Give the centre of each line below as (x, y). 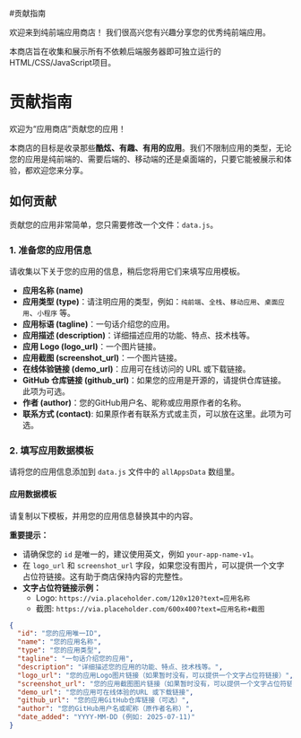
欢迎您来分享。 (60, 170)
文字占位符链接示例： (61, 587)
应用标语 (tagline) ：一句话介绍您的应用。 (98, 324)
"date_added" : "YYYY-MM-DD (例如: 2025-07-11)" (106, 717)
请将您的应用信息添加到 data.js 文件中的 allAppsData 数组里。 (125, 472)
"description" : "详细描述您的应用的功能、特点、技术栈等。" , (120, 667)
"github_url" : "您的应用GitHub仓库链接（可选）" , (103, 700)
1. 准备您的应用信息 (51, 250)
